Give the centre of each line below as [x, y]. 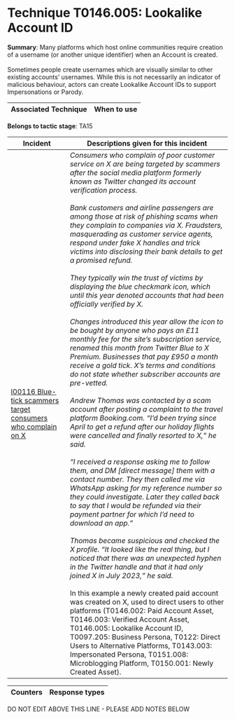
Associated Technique [49, 109]
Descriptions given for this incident [147, 143]
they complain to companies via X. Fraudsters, [146, 225]
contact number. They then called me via [137, 479]
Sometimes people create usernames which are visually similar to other [110, 69]
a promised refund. [101, 260]
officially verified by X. [107, 304]
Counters [27, 692]
